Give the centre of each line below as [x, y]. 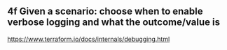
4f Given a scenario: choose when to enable [105, 11]
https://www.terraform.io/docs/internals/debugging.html [89, 39]
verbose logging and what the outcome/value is [114, 23]
